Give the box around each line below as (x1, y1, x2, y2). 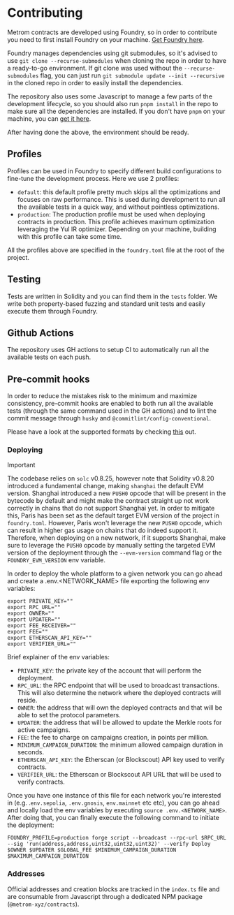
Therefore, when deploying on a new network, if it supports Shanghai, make (7, 534, 226, 542)
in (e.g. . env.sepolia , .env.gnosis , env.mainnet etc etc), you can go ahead (7, 798, 220, 807)
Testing (7, 274, 41, 286)
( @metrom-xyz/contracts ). (7, 900, 80, 908)
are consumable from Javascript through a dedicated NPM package (7, 892, 203, 900)
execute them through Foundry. (7, 307, 98, 315)
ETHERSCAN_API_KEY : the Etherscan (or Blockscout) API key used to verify (17, 756, 225, 764)
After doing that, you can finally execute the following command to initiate (7, 814, 220, 822)
